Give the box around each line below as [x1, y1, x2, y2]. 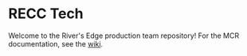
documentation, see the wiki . [8, 39, 104, 48]
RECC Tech [8, 5, 84, 23]
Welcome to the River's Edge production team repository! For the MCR [8, 31, 240, 40]
